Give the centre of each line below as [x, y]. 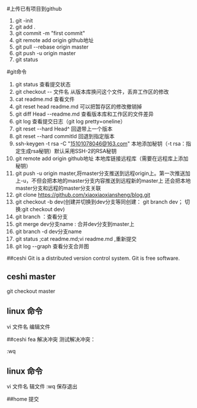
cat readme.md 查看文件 [45, 99]
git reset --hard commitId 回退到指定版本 [65, 136]
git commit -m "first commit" [50, 33]
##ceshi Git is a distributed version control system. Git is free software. [93, 258]
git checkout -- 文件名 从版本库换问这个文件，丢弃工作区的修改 [92, 92]
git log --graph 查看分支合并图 [52, 246]
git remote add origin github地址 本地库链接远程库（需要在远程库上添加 [102, 158]
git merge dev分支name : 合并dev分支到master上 [75, 224]
